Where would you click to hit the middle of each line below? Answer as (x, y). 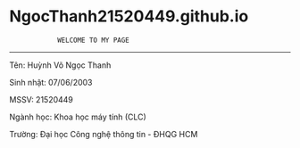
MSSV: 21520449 (42, 99)
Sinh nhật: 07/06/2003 (51, 82)
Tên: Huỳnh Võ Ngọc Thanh (60, 65)
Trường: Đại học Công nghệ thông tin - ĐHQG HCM (104, 134)
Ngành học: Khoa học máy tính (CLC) (78, 117)
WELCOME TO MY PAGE (93, 40)
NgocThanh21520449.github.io (129, 16)
